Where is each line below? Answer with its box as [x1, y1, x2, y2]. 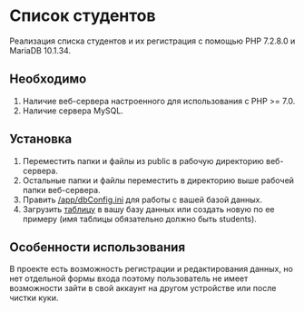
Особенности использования [9, 239, 186, 255]
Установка [9, 132, 73, 147]
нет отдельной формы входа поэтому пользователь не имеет [9, 273, 249, 284]
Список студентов [9, 5, 156, 26]
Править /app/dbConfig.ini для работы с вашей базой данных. [22, 194, 263, 205]
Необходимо [9, 72, 87, 87]
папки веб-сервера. [22, 184, 102, 195]
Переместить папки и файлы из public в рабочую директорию [22, 155, 265, 166]
